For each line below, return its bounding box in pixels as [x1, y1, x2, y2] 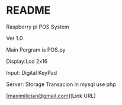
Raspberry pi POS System [6, 23, 69, 30]
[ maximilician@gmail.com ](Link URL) [6, 92, 96, 99]
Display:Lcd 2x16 [6, 58, 48, 65]
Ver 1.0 [6, 34, 23, 42]
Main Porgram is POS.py [6, 46, 66, 53]
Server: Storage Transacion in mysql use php [6, 81, 117, 88]
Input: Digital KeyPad [6, 69, 57, 76]
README [6, 4, 51, 17]
